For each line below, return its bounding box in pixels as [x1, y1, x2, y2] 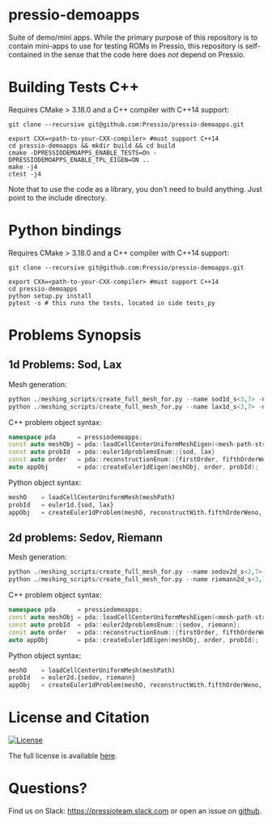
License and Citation [8, 708, 150, 727]
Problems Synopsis [8, 326, 142, 344]
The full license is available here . [8, 751, 117, 761]
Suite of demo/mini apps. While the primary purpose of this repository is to [8, 32, 257, 42]
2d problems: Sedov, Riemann [8, 530, 164, 544]
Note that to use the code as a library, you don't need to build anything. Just [8, 184, 262, 193]
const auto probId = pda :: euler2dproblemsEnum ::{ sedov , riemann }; [8, 621, 241, 629]
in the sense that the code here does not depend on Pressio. [43, 49, 245, 59]
